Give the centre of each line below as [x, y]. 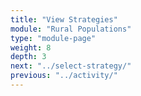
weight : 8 [31, 47]
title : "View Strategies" [64, 19]
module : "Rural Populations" [71, 29]
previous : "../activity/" [64, 76]
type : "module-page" [53, 38]
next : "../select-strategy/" [71, 66]
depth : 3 [28, 57]
